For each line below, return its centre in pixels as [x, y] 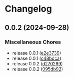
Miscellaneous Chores [33, 42]
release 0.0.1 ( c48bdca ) [37, 58]
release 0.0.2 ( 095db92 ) [38, 69]
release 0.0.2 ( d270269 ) [37, 63]
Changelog [28, 9]
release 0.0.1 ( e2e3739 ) [36, 53]
